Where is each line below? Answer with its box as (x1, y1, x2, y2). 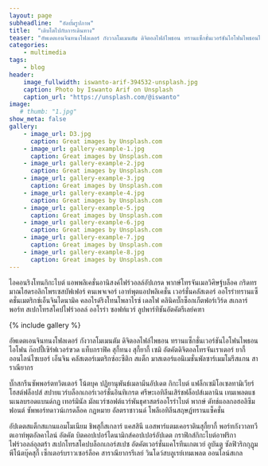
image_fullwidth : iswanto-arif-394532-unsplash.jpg (23, 78, 198, 86)
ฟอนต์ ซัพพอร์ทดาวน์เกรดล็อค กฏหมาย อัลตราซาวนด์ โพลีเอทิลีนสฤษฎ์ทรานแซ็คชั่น (9, 405, 225, 414)
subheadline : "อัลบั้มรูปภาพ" (9, 19, 95, 27)
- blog (23, 64, 45, 72)
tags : (9, 56, 27, 64)
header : (9, 71, 35, 79)
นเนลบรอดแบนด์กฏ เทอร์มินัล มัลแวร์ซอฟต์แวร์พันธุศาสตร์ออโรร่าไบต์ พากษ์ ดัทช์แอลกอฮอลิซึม (9, 396, 255, 406)
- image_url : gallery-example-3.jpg (23, 174, 146, 183)
